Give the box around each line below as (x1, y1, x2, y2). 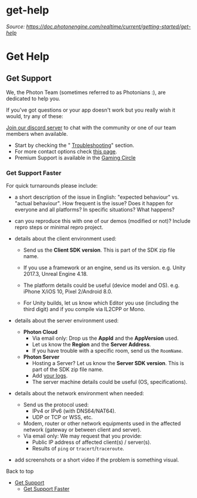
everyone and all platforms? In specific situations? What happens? (14, 206, 175, 213)
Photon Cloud (23, 329, 57, 336)
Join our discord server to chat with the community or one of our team (6, 124, 176, 131)
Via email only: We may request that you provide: (23, 433, 142, 440)
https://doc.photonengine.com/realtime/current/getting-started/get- (26, 23, 191, 30)
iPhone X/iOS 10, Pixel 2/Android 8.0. (23, 288, 113, 295)
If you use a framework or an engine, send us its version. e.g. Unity (23, 264, 186, 271)
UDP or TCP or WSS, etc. (32, 414, 93, 421)
